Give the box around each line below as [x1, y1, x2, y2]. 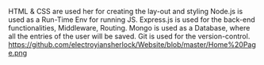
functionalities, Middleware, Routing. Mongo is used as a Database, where [8, 23, 251, 32]
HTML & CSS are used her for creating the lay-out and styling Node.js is [8, 7, 243, 16]
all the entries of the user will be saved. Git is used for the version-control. [8, 31, 251, 41]
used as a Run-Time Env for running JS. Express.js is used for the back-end [8, 15, 255, 24]
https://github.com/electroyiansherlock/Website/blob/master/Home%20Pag [8, 40, 256, 49]
